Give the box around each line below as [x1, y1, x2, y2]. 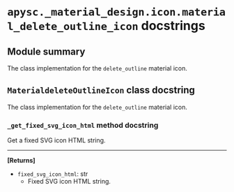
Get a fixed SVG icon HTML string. [7, 136, 106, 145]
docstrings [141, 18, 205, 34]
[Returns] [7, 156, 36, 165]
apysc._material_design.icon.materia [7, 6, 226, 19]
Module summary [7, 45, 86, 57]
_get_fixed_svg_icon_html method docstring [7, 120, 159, 130]
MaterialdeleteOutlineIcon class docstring [7, 84, 195, 96]
